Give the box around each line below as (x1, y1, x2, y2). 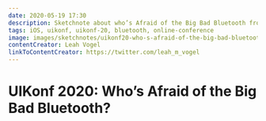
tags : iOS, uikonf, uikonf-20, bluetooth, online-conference (8, 26, 215, 34)
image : (8, 33, 30, 42)
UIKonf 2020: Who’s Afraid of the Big (8, 82, 257, 100)
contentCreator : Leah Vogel (8, 41, 101, 49)
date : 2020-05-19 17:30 (8, 11, 87, 20)
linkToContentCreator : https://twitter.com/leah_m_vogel (8, 48, 200, 56)
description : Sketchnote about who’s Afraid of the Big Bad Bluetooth (8, 19, 246, 27)
